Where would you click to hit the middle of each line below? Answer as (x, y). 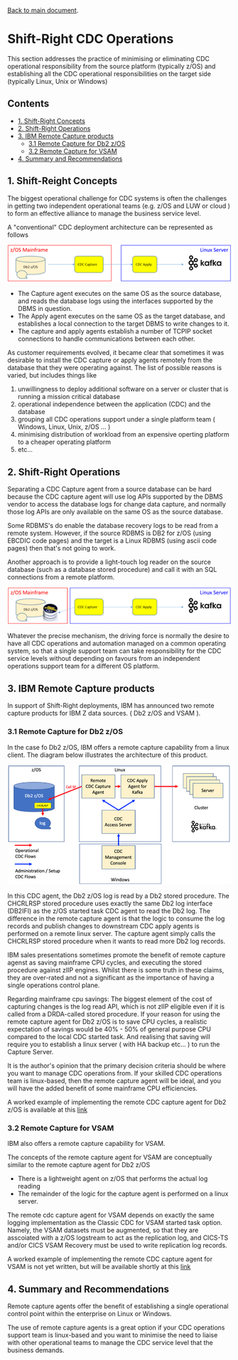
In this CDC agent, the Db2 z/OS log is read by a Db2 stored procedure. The (118, 896)
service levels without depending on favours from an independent (104, 659)
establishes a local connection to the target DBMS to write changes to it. (123, 324)
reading (29, 1186)
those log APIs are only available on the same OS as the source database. (115, 511)
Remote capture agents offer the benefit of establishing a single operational (118, 1306)
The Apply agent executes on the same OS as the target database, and (121, 317)
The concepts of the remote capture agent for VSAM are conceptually (110, 1157)
